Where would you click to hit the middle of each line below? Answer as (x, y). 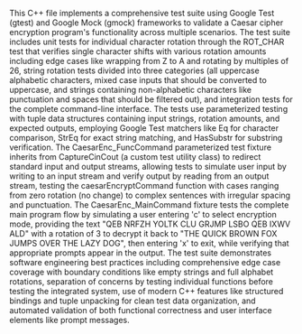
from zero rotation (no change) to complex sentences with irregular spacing (150, 195)
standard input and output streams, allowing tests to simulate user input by (148, 167)
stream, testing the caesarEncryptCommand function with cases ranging (144, 186)
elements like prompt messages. (70, 320)
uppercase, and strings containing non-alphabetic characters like (131, 90)
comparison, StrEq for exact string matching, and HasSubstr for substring (146, 138)
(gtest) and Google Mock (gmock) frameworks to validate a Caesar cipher (146, 23)
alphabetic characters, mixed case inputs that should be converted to (138, 80)
